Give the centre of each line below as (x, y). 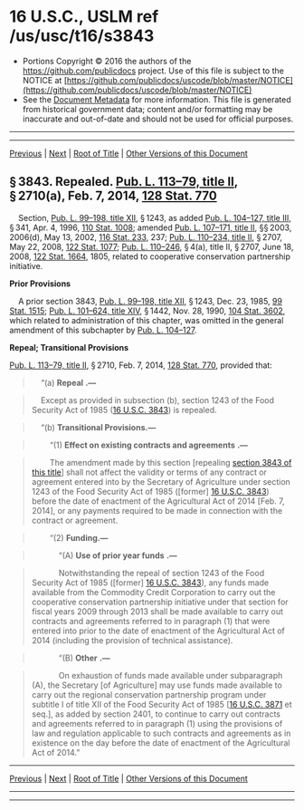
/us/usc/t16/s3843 (82, 36)
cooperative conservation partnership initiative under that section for (160, 602)
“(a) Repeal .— (68, 382)
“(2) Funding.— (79, 537)
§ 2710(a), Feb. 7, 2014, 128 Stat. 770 (113, 196)
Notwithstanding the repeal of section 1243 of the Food (161, 573)
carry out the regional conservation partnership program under (149, 694)
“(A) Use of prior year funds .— (118, 555)
